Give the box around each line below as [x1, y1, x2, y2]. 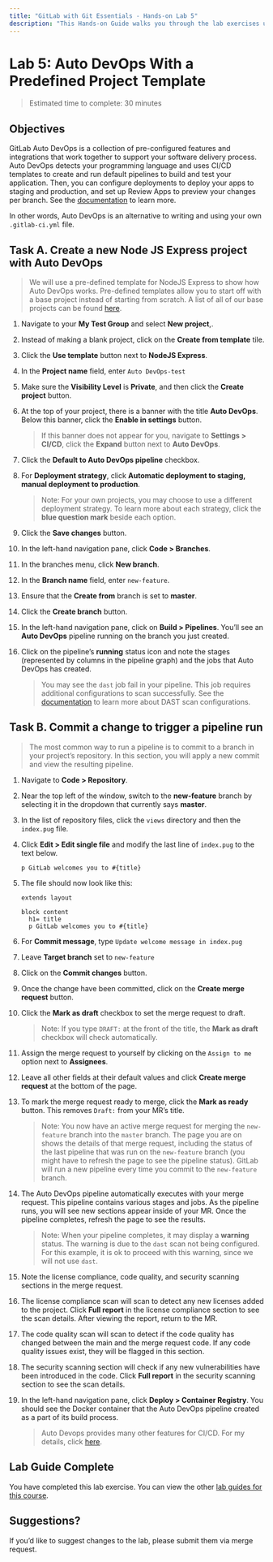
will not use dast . [41, 1256, 98, 1266]
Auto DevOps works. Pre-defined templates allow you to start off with [28, 286, 262, 296]
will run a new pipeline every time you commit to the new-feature [41, 1164, 258, 1174]
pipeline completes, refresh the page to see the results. [20, 1215, 206, 1224]
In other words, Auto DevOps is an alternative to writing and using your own [9, 211, 262, 221]
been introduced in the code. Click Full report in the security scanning [20, 1370, 256, 1380]
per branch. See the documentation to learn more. [9, 196, 177, 205]
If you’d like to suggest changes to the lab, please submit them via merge [9, 1535, 254, 1545]
